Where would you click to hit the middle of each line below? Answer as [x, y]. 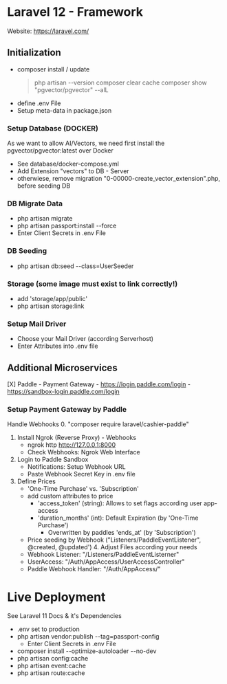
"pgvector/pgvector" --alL [71, 89]
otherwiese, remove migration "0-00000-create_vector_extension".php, [119, 179]
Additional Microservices [63, 367]
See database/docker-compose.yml [68, 164]
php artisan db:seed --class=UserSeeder [75, 266]
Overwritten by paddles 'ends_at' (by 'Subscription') [122, 533]
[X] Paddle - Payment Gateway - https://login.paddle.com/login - [99, 384]
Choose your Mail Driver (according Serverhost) [85, 339]
